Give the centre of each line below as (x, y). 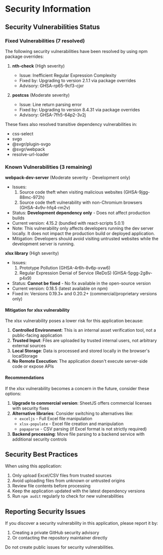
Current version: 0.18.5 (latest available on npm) (60, 288)
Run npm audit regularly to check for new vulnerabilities (68, 496)
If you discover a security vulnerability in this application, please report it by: (81, 523)
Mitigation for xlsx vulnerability (37, 310)
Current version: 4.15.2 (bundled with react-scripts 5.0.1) (68, 223)
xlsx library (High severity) (32, 253)
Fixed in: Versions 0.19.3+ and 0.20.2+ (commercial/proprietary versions (84, 294)
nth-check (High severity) (38, 66)
